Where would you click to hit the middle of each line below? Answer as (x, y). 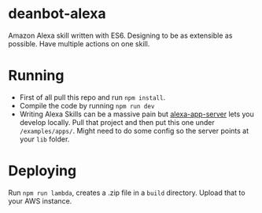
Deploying (42, 171)
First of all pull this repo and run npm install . (92, 97)
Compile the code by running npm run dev (87, 105)
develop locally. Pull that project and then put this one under (117, 122)
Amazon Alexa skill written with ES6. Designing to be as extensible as (120, 35)
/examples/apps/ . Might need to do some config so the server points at (134, 130)
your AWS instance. (40, 200)
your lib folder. (44, 139)
